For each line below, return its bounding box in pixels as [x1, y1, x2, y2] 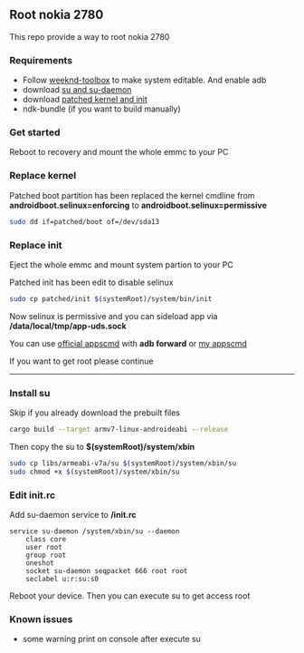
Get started [9, 126, 61, 139]
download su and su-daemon [22, 84, 132, 95]
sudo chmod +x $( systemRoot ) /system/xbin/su [9, 467, 180, 476]
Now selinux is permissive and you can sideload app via [9, 310, 218, 321]
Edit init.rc [9, 489, 56, 502]
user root [25, 542, 63, 551]
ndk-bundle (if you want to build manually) [22, 103, 181, 114]
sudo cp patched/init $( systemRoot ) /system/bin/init [9, 294, 213, 303]
